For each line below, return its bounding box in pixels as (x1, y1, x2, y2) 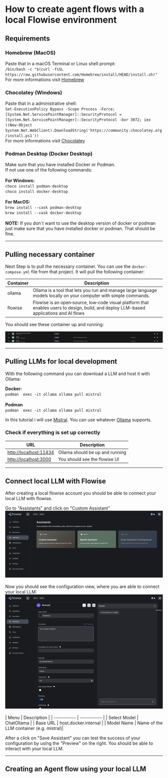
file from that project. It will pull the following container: (30, 269, 145, 275)
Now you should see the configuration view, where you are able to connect (5, 583, 160, 589)
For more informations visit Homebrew (5, 76, 84, 82)
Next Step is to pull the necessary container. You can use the (5, 263, 131, 269)
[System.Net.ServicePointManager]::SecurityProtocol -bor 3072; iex (5, 117, 151, 122)
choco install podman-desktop (5, 184, 68, 189)
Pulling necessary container (5, 250, 95, 259)
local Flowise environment (5, 14, 117, 26)
